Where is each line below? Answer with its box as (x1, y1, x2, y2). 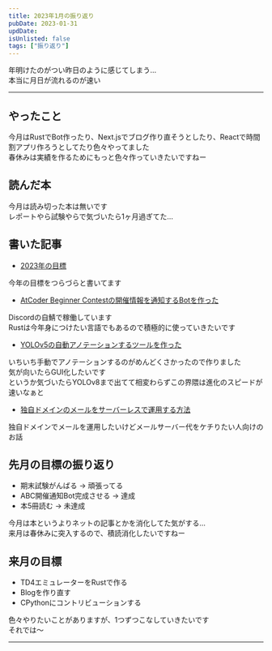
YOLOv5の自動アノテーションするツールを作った (19, 340, 182, 349)
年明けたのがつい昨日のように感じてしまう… (8, 66, 157, 75)
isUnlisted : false (8, 34, 70, 43)
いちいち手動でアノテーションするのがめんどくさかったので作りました (8, 357, 241, 366)
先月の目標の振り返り (8, 457, 115, 471)
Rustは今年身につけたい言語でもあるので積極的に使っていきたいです (8, 322, 236, 332)
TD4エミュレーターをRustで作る (19, 577, 128, 588)
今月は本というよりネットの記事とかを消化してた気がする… (8, 518, 206, 528)
